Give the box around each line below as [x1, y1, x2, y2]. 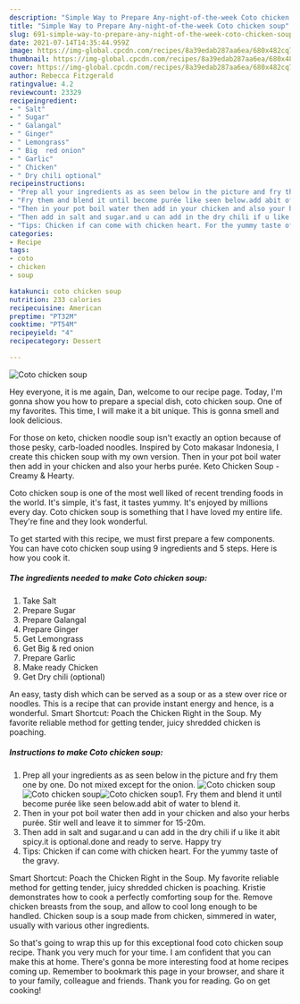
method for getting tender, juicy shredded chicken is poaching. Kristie [9, 882, 266, 892]
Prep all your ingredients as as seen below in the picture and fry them [21, 770, 279, 780]
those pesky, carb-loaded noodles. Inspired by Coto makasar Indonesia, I [9, 442, 279, 452]
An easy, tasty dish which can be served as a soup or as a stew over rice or [9, 688, 287, 699]
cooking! [9, 984, 42, 995]
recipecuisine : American [9, 303, 102, 313]
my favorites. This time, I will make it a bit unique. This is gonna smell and [9, 405, 279, 416]
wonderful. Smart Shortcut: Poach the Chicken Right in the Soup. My [9, 707, 262, 718]
